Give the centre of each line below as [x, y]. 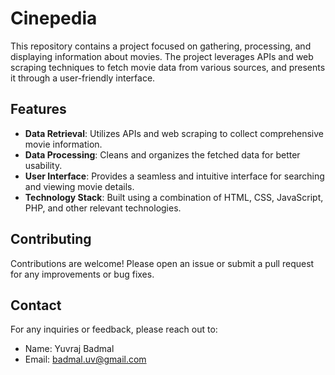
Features [38, 109]
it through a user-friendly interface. [83, 78]
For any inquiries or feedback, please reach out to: [114, 329]
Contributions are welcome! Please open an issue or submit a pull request [162, 263]
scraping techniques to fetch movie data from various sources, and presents [168, 67]
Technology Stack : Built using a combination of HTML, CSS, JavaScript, [174, 197]
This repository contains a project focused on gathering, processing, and [161, 46]
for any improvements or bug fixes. [82, 274]
